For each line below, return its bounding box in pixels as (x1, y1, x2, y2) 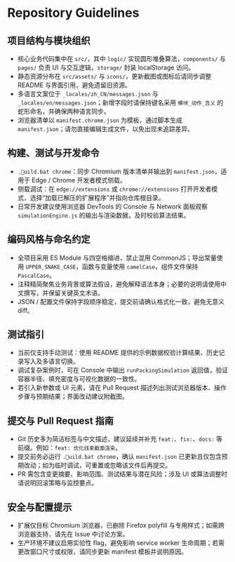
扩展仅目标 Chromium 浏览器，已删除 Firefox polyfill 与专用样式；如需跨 (17, 521, 224, 530)
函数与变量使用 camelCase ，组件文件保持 (81, 262, 199, 271)
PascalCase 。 (17, 271, 56, 279)
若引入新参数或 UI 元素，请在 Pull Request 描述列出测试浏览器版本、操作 (17, 384, 227, 392)
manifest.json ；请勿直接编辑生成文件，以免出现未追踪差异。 (17, 125, 194, 133)
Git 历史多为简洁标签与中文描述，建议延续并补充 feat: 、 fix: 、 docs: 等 (17, 435, 223, 443)
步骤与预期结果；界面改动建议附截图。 (17, 392, 128, 401)
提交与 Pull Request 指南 (7, 415, 114, 427)
